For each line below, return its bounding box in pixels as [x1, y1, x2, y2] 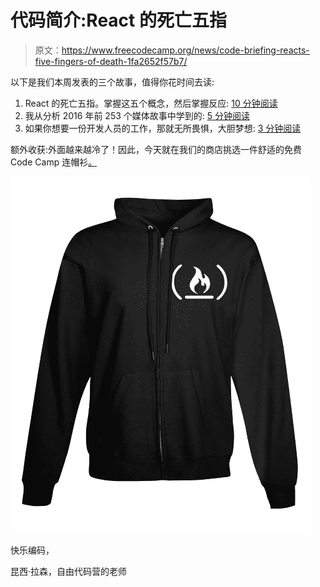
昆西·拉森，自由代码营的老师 [10, 565, 128, 577]
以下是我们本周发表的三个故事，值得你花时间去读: [10, 76, 215, 88]
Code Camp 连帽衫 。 [10, 156, 98, 168]
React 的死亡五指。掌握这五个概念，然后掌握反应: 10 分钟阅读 [24, 97, 278, 109]
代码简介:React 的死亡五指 [10, 9, 227, 32]
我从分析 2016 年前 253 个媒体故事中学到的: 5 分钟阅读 [24, 109, 251, 121]
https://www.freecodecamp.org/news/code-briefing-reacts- [61, 44, 310, 56]
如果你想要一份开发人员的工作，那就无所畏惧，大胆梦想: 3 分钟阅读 [24, 122, 302, 134]
